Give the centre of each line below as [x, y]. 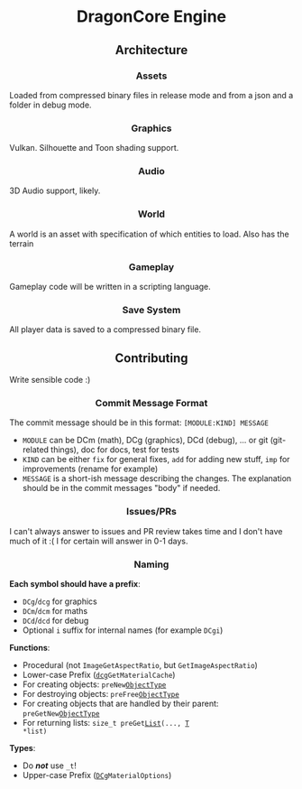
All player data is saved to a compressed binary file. [105, 330]
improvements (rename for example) [90, 469]
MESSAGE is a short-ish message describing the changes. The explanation [157, 478]
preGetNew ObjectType [61, 714]
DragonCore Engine [151, 17]
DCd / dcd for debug [55, 621]
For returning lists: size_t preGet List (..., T [105, 723]
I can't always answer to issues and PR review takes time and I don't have [146, 531]
